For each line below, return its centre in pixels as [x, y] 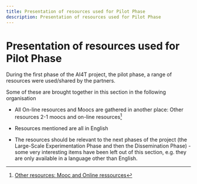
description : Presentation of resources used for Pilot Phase [84, 17]
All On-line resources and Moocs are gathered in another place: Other [99, 110]
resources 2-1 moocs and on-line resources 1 [68, 117]
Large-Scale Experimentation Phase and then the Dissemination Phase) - [103, 146]
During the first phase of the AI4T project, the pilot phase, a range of [89, 74]
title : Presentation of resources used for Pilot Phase [76, 11]
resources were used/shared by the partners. [61, 81]
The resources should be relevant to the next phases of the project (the [101, 140]
